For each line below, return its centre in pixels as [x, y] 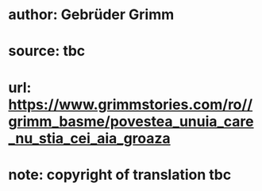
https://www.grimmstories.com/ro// [131, 104]
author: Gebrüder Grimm [91, 15]
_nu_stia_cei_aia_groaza [89, 138]
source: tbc [47, 51]
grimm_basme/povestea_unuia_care [131, 121]
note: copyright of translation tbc [120, 175]
